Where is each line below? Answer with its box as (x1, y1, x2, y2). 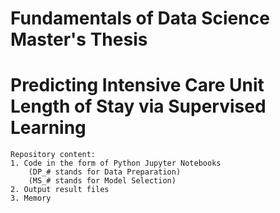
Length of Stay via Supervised (10, 95, 267, 118)
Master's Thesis (10, 28, 148, 51)
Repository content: (10, 150, 97, 160)
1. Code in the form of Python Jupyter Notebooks (10, 158, 222, 169)
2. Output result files (10, 185, 110, 195)
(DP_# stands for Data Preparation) (28, 167, 182, 177)
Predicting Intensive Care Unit (10, 74, 265, 97)
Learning (10, 117, 87, 139)
